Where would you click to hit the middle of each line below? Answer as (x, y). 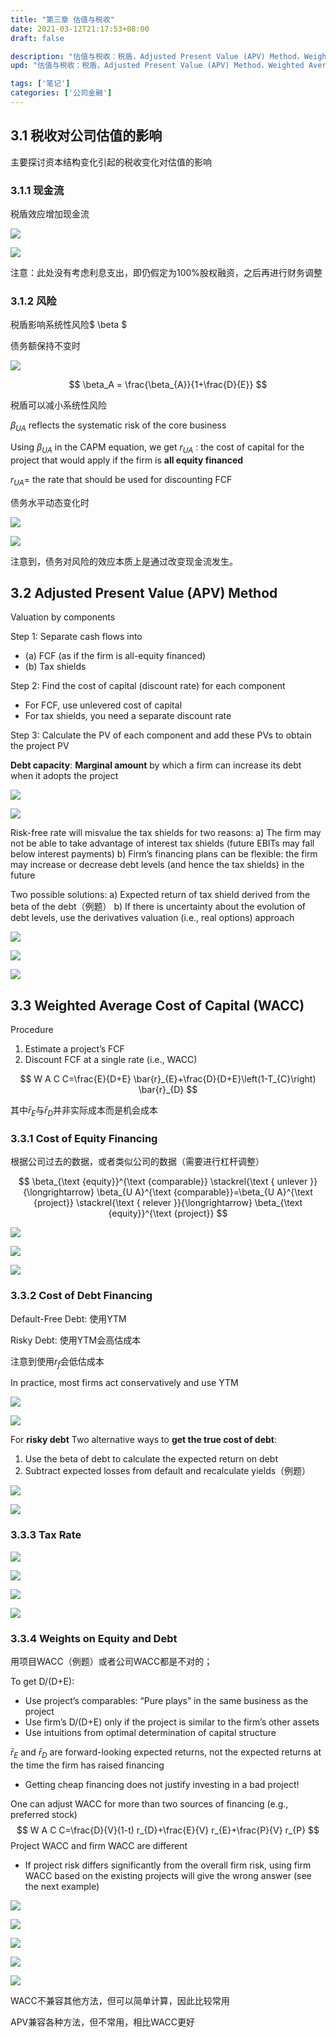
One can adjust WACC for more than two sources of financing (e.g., (149, 1803)
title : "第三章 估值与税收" (62, 19)
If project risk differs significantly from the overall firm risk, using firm (168, 1865)
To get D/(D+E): (42, 1682)
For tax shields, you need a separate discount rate (128, 716)
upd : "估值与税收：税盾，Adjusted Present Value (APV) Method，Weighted (157, 66)
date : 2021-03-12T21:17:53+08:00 (80, 29)
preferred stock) (44, 1814)
